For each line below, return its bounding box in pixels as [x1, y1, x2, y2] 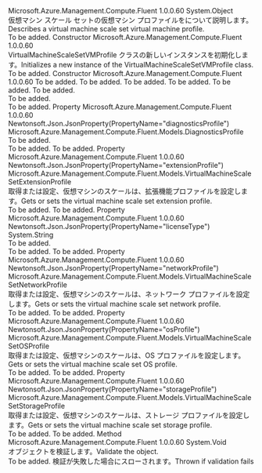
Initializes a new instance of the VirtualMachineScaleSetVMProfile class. [20, 60, 254, 69]
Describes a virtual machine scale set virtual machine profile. [8, 24, 205, 33]
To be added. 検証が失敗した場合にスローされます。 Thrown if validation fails [8, 457, 254, 466]
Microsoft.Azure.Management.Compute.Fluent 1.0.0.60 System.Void [8, 438, 227, 446]
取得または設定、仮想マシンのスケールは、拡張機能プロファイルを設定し [8, 187, 241, 195]
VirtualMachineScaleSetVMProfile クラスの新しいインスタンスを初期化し [8, 50, 242, 60]
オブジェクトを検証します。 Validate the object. [8, 447, 159, 456]
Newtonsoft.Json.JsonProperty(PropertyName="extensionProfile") [8, 161, 224, 169]
